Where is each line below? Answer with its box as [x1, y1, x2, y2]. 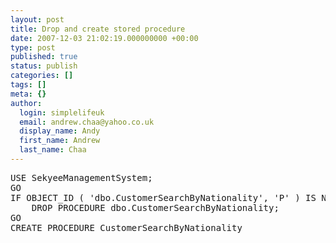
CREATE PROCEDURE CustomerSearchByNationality [10, 222, 243, 233]
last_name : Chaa [19, 145, 87, 155]
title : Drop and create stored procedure [10, 24, 186, 34]
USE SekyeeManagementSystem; [10, 172, 153, 183]
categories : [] [10, 71, 74, 81]
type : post [10, 42, 56, 53]
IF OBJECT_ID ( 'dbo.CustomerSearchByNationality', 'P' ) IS [10, 192, 317, 203]
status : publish [10, 61, 78, 71]
